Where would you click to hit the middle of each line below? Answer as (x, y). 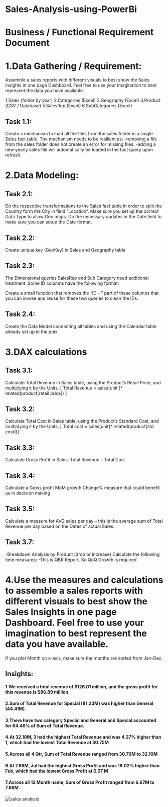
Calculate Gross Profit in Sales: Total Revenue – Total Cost (65, 460)
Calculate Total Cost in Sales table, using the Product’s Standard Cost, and (82, 421)
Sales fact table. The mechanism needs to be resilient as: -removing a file (81, 139)
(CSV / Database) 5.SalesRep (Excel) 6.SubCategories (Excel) (69, 106)
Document (28, 43)
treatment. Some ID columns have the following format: (62, 283)
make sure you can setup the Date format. (49, 222)
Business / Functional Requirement (79, 32)
